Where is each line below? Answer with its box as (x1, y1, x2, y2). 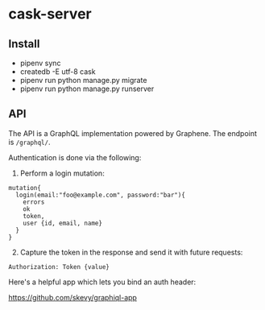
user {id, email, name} (23, 219, 103, 227)
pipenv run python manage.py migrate (19, 76, 147, 85)
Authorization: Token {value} (8, 262, 110, 271)
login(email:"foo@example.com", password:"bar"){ (15, 191, 185, 199)
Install (8, 37, 40, 51)
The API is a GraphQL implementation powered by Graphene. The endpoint (8, 128, 258, 138)
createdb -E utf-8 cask (19, 67, 96, 76)
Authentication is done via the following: (8, 152, 142, 162)
